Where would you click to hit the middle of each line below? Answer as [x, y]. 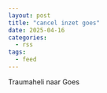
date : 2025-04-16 [37, 30]
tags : [17, 52]
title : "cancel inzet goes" [54, 23]
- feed [26, 60]
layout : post [30, 15]
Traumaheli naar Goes [44, 82]
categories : [28, 37]
